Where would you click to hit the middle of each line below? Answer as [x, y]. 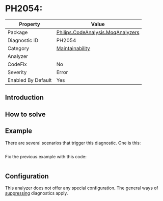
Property [29, 24]
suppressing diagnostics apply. [37, 193]
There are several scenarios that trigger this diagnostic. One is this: [73, 143]
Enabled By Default [30, 80]
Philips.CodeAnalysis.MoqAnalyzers [98, 32]
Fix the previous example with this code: [46, 156]
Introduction [25, 98]
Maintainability [73, 48]
